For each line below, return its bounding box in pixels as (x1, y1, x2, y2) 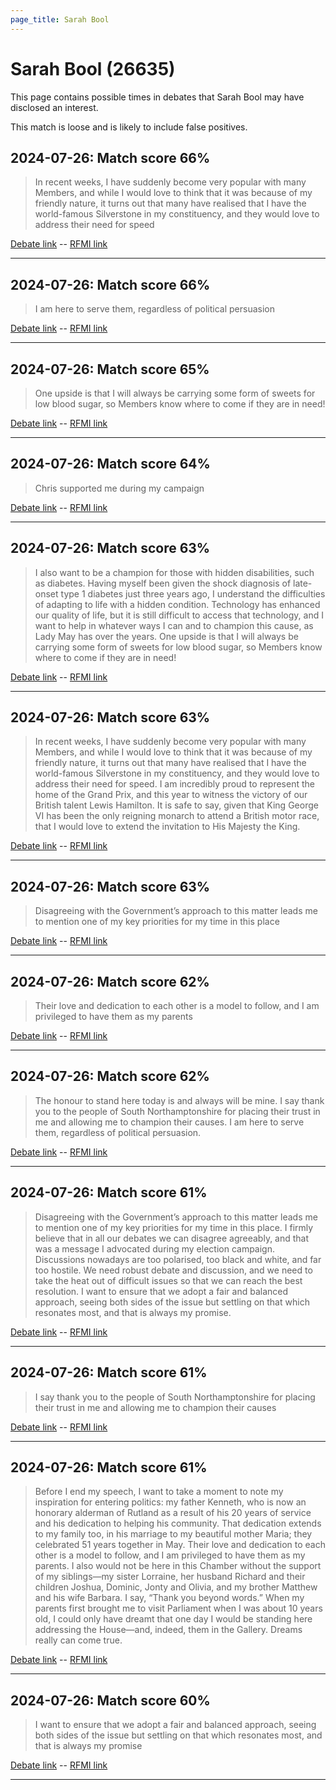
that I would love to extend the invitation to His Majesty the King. (34, 821, 301, 833)
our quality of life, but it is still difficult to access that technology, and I (34, 609, 324, 621)
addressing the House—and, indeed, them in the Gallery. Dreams (34, 1624, 303, 1636)
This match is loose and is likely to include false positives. (10, 121, 248, 133)
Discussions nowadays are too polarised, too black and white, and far (34, 1253, 322, 1265)
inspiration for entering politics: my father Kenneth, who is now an (34, 1496, 307, 1508)
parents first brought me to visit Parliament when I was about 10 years (34, 1602, 323, 1615)
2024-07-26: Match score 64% (10, 456, 211, 473)
